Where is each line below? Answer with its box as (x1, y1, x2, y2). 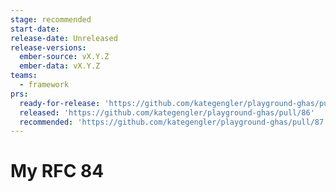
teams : (10, 71, 38, 81)
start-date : (10, 24, 60, 34)
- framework (19, 80, 70, 90)
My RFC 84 (10, 160, 105, 183)
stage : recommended (10, 14, 92, 25)
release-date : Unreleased (10, 33, 118, 43)
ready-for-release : (19, 98, 101, 108)
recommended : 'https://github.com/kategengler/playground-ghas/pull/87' (19, 117, 329, 127)
